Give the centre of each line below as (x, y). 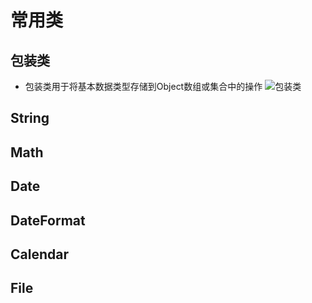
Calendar (39, 254)
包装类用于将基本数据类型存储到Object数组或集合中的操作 (143, 86)
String (30, 118)
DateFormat (48, 220)
